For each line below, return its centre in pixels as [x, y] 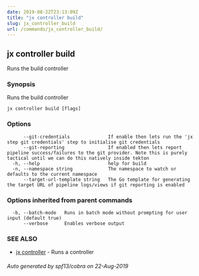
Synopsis [21, 84]
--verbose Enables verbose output [74, 223]
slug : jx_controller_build [41, 23]
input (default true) [34, 218]
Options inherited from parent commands [70, 200]
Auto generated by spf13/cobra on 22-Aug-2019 [68, 266]
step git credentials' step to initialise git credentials [84, 142]
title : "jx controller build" [45, 18]
